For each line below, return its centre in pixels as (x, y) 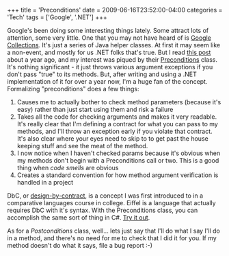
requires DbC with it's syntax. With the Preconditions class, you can (103, 210)
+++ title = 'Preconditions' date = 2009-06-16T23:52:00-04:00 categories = (115, 10)
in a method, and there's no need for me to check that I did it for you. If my (112, 238)
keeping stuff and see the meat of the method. (82, 146)
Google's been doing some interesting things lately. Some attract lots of (108, 31)
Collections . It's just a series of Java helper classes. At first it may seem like (114, 45)
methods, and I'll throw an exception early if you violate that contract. (115, 131)
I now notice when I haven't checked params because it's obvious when (119, 153)
